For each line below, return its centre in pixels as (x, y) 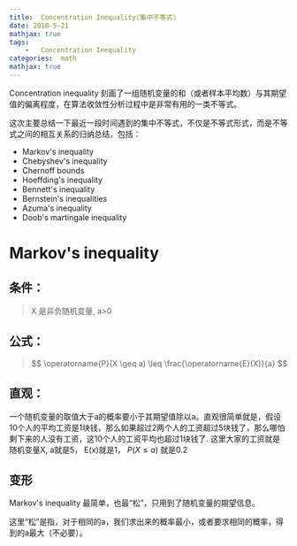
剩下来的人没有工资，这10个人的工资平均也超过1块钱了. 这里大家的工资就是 (145, 438)
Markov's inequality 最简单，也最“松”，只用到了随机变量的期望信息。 (135, 503)
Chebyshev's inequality (65, 161)
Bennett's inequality (58, 189)
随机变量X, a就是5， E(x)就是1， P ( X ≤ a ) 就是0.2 (99, 450)
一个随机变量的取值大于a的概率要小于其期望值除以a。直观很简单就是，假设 (145, 416)
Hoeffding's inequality (62, 180)
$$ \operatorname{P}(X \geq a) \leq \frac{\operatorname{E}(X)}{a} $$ (160, 363)
